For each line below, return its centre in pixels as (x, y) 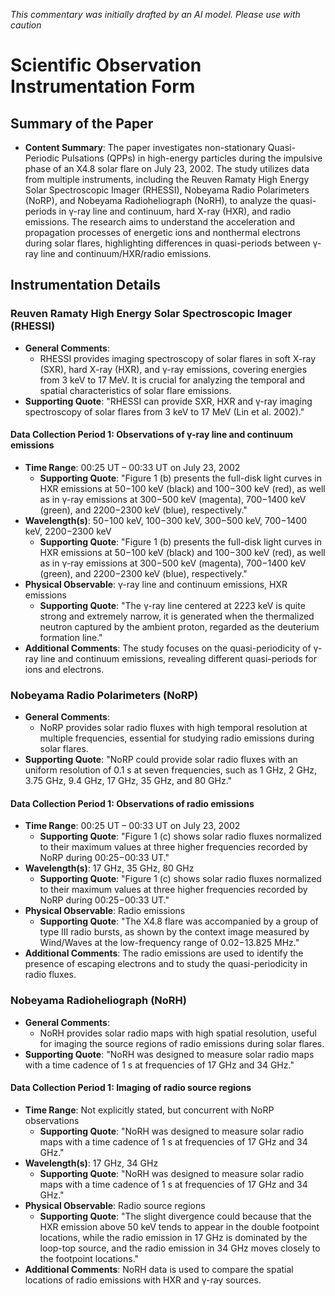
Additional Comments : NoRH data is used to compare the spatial (159, 1269)
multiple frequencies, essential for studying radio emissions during (177, 738)
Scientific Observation (106, 65)
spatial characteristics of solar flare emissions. (135, 390)
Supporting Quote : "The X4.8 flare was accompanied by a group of (179, 921)
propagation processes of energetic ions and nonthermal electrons (162, 232)
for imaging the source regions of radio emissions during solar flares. (182, 1043)
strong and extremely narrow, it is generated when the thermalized (177, 616)
